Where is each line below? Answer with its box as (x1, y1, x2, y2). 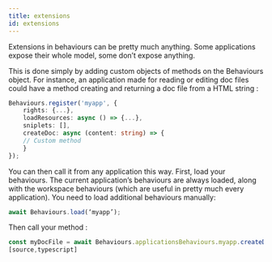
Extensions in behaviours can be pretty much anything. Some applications (8, 41, 257, 51)
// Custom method (23, 136, 82, 144)
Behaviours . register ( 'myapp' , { (8, 99, 117, 107)
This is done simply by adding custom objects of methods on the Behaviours (8, 66, 264, 75)
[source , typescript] (8, 246, 79, 254)
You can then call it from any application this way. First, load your (8, 166, 226, 176)
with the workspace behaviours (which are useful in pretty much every (8, 183, 244, 193)
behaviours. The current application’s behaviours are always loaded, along (8, 175, 257, 185)
